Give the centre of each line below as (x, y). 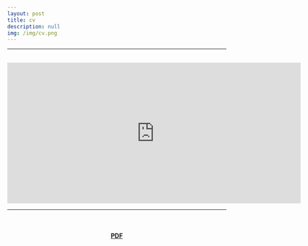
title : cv (22, 20)
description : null (34, 26)
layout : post (26, 14)
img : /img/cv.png (32, 33)
